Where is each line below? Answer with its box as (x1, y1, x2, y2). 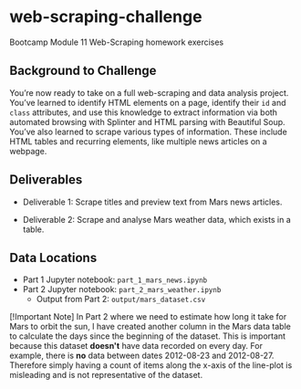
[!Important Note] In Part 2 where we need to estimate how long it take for (9, 311, 287, 322)
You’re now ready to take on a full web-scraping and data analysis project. (9, 87, 289, 98)
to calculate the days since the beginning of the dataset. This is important (9, 331, 285, 342)
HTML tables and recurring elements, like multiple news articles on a (9, 135, 267, 147)
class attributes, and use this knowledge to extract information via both (9, 107, 278, 118)
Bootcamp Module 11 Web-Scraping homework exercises (9, 37, 224, 47)
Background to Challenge (9, 63, 157, 79)
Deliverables (9, 172, 83, 188)
